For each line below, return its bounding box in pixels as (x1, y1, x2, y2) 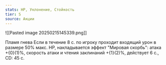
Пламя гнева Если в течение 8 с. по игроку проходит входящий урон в (5, 39, 157, 45)
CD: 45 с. (5, 55, 25, 61)
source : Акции (5, 16, 35, 21)
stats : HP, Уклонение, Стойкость (5, 7, 75, 12)
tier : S (5, 12, 21, 17)
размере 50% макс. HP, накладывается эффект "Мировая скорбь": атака (5, 45, 162, 51)
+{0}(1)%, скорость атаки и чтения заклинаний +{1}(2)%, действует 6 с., (5, 50, 160, 56)
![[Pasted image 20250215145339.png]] (5, 30, 87, 36)
